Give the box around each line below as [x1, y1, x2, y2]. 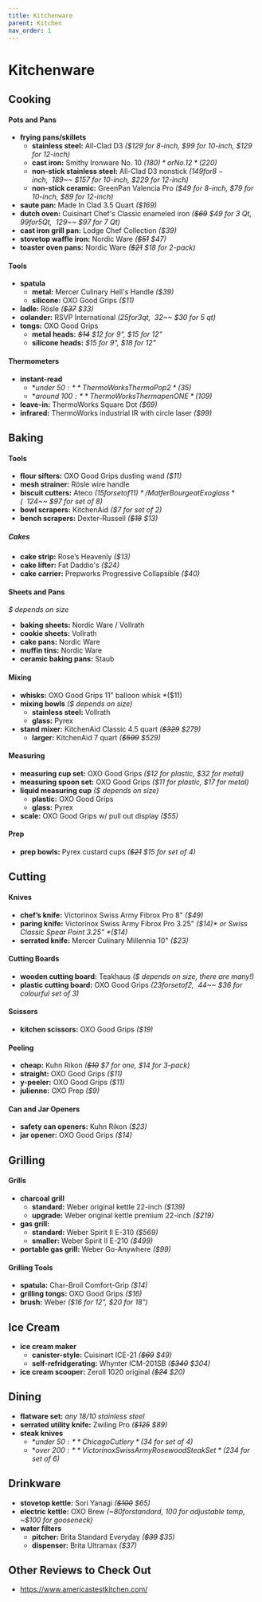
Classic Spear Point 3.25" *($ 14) [19, 927, 128, 937]
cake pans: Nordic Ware [19, 637, 101, 647]
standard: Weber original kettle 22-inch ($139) [31, 1201, 186, 1211]
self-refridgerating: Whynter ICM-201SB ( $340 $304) [31, 1358, 211, 1368]
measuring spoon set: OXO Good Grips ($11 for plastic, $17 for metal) [19, 777, 249, 787]
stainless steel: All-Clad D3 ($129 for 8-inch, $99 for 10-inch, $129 [31, 141, 252, 151]
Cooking [8, 93, 52, 106]
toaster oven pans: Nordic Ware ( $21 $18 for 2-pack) [19, 243, 196, 252]
